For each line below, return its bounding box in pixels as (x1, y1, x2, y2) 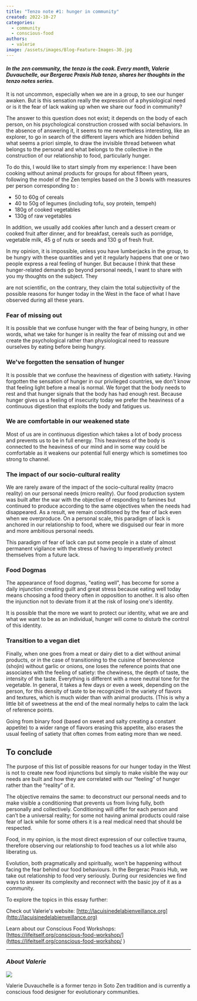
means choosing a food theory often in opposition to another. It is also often (6, 592, 189, 599)
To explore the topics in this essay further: (6, 896, 108, 903)
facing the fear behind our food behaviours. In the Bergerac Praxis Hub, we (6, 866, 188, 873)
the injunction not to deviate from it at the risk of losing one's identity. (6, 598, 174, 605)
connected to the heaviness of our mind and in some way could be (6, 443, 168, 450)
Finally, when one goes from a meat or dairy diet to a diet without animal (6, 650, 181, 657)
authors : (6, 36, 28, 42)
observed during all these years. (6, 296, 84, 303)
